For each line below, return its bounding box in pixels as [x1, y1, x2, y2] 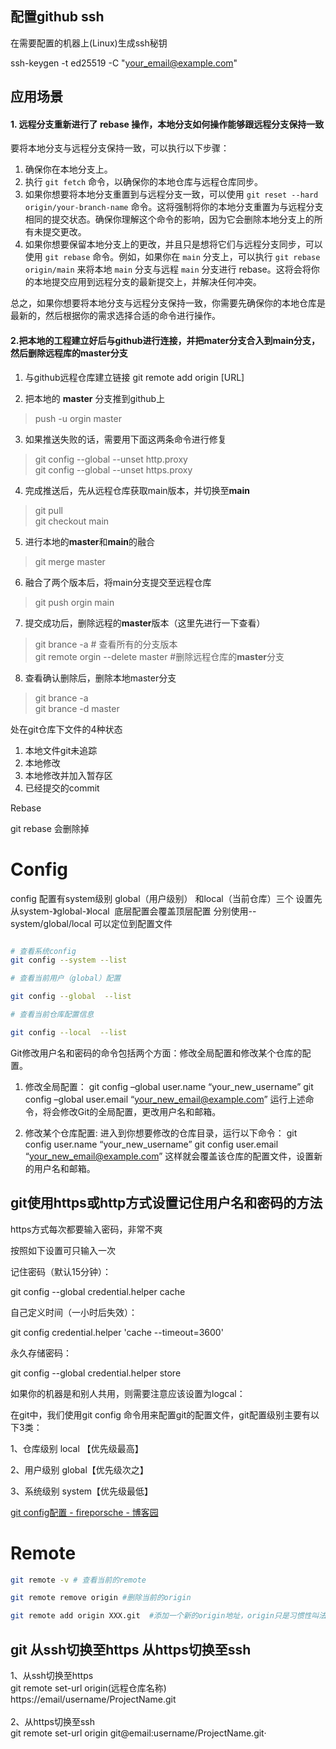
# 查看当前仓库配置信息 [10, 1010, 95, 1020]
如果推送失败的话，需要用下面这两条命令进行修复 [24, 433, 227, 445]
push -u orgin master [34, 412, 122, 424]
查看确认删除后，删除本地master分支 [24, 672, 177, 684]
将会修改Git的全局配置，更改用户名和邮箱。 [42, 1105, 222, 1117]
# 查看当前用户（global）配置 [10, 973, 122, 984]
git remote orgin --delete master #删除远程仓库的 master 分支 [34, 650, 285, 662]
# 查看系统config [10, 946, 77, 956]
